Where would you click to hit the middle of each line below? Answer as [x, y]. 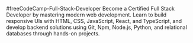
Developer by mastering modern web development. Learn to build [86, 15]
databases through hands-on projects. [53, 34]
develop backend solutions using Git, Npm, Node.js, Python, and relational [97, 27]
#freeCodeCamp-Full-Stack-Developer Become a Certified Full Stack [90, 9]
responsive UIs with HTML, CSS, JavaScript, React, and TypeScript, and [94, 21]
